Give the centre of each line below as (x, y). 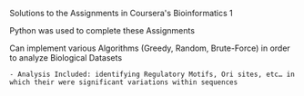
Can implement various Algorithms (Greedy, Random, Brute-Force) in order (150, 48)
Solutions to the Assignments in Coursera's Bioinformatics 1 (122, 13)
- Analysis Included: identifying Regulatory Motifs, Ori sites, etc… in (152, 74)
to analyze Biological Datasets (66, 58)
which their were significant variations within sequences (124, 82)
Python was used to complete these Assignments (102, 30)
